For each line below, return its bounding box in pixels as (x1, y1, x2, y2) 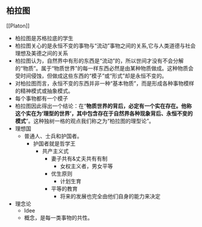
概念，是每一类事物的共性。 (24, 214, 93, 221)
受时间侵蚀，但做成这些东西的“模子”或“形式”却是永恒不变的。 (14, 72, 168, 79)
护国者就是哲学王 (33, 140, 76, 147)
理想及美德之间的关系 (14, 49, 68, 57)
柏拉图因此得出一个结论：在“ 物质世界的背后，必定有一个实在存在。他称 (14, 102, 192, 110)
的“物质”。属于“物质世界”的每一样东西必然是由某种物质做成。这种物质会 (14, 64, 194, 72)
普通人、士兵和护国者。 (24, 132, 83, 140)
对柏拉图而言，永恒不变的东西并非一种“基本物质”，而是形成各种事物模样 (14, 79, 195, 87)
